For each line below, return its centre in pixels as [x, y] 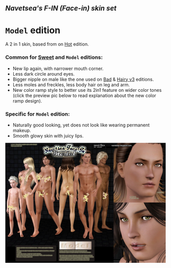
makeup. [22, 130]
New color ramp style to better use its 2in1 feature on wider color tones [87, 90]
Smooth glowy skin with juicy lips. [48, 136]
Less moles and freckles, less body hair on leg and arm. [71, 85]
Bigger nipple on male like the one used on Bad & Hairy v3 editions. [83, 79]
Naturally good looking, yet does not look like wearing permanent [81, 125]
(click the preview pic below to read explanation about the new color [84, 95]
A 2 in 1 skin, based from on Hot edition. [47, 44]
